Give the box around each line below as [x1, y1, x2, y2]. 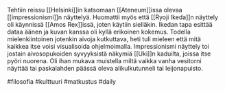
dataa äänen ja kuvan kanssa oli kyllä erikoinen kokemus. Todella [7, 27, 191, 36]
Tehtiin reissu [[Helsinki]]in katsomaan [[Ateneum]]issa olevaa [7, 6, 183, 14]
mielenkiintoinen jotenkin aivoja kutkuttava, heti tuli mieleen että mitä [7, 35, 201, 43]
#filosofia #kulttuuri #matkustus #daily [7, 78, 117, 85]
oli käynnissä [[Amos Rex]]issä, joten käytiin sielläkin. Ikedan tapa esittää [7, 21, 213, 28]
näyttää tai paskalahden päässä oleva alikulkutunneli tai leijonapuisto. [7, 65, 204, 72]
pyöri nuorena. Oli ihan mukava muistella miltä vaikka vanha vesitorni [7, 57, 202, 65]
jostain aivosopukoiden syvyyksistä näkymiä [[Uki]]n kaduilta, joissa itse [7, 49, 211, 58]
